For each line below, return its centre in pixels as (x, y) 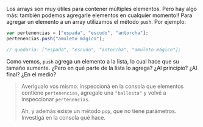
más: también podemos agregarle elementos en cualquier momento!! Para (99, 15)
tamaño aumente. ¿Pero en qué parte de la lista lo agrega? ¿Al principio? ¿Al (102, 68)
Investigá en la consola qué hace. (63, 117)
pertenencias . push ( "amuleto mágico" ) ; (55, 38)
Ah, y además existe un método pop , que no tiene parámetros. (99, 111)
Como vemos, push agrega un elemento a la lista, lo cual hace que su (93, 61)
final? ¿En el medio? (31, 74)
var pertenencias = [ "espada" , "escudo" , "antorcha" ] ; (77, 33)
